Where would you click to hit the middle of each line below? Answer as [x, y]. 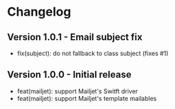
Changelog [39, 12]
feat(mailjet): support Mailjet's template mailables [87, 98]
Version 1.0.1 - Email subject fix [75, 37]
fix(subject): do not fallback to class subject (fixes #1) [93, 53]
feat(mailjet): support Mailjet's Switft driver [78, 91]
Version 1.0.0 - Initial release [69, 75]
